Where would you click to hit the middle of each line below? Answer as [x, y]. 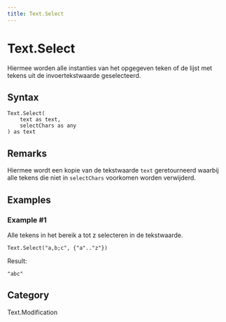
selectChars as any [48, 126]
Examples [29, 200]
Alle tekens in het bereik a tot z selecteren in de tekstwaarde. [95, 235]
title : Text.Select [36, 14]
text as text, [40, 120]
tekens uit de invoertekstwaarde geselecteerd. [74, 75]
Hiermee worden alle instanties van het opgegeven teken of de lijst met [110, 68]
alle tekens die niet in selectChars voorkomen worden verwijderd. [101, 178]
